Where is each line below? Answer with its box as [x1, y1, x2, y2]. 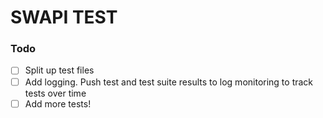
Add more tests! [24, 97, 92, 110]
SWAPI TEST [10, 6, 118, 29]
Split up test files [24, 64, 95, 76]
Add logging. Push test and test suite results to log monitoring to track [24, 76, 314, 88]
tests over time [24, 87, 87, 99]
